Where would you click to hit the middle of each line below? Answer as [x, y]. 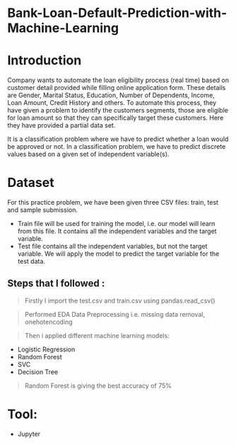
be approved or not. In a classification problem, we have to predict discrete [117, 147]
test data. [31, 261]
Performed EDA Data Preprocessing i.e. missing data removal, [114, 314]
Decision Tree [38, 372]
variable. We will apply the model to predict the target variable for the [118, 254]
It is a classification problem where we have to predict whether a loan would [118, 139]
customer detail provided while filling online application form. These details [117, 88]
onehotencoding [48, 322]
